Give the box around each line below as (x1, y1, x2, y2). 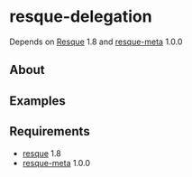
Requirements (9, 124, 90, 139)
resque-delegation (9, 6, 152, 27)
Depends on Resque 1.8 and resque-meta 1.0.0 (9, 36, 183, 47)
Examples (9, 93, 66, 108)
